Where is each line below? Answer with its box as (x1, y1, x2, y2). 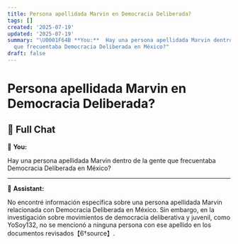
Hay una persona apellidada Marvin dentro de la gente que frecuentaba (7, 156, 216, 165)
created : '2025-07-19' (7, 23, 74, 30)
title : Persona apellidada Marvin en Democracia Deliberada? (7, 10, 192, 18)
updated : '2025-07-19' (7, 30, 74, 38)
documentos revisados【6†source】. (7, 228, 115, 238)
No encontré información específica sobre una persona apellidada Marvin (7, 198, 223, 206)
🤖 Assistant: (7, 184, 45, 192)
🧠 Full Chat (7, 123, 56, 135)
